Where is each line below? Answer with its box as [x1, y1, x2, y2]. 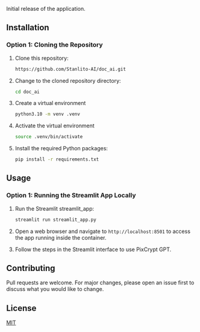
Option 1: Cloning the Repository [6, 40, 104, 49]
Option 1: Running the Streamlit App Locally [6, 191, 136, 200]
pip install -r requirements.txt [14, 156, 99, 162]
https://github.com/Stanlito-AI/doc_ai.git [14, 66, 127, 72]
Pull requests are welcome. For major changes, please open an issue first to [6, 279, 195, 286]
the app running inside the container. [14, 234, 107, 241]
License [6, 303, 37, 313]
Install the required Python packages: [14, 145, 108, 152]
